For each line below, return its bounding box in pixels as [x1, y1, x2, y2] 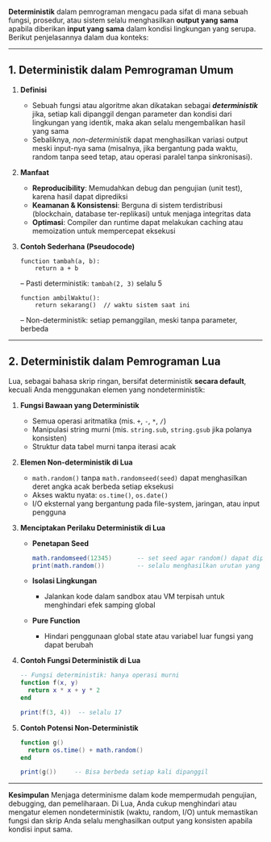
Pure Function [31, 616, 81, 626]
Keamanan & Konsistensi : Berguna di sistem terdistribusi [31, 200, 223, 210]
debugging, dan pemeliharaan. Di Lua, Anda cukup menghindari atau [8, 798, 237, 809]
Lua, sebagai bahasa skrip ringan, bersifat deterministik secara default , [8, 376, 247, 386]
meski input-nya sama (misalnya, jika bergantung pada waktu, [31, 143, 239, 152]
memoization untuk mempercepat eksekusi [31, 226, 176, 236]
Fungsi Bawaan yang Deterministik [19, 400, 140, 410]
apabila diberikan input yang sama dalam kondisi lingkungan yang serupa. [8, 24, 256, 33]
